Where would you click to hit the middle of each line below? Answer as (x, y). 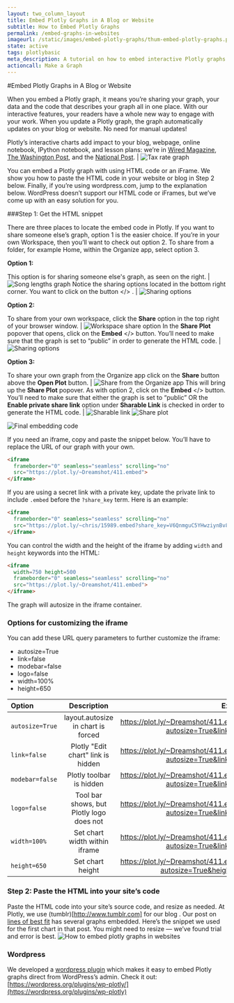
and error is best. (32, 936)
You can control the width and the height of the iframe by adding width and (115, 545)
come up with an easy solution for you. (63, 200)
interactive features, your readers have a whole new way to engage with (111, 114)
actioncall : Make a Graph (45, 66)
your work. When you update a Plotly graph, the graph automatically (105, 121)
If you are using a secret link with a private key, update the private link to (111, 492)
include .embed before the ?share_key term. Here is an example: (98, 500)
